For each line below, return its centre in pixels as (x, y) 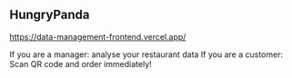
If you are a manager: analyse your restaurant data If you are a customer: (146, 54)
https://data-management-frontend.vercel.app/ (98, 36)
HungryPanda (50, 15)
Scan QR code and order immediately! (81, 63)
